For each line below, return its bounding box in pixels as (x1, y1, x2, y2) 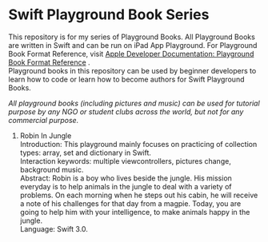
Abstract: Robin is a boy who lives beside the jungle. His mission (19, 173, 232, 183)
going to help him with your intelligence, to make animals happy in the (19, 207, 250, 216)
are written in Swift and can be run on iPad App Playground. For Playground (8, 40, 258, 50)
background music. (19, 165, 84, 174)
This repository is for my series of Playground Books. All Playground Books (8, 32, 256, 42)
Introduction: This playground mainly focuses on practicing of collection (19, 139, 258, 149)
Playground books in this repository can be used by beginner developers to (8, 65, 257, 75)
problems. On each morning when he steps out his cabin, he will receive (19, 190, 258, 200)
